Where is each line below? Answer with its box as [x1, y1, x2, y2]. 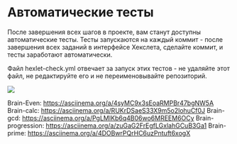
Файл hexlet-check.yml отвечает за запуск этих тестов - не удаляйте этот [7, 64, 231, 72]
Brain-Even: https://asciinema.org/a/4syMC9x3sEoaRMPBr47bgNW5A [7, 99, 214, 107]
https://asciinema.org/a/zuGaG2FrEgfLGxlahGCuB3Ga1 [45, 121, 207, 130]
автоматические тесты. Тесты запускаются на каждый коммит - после [7, 35, 224, 43]
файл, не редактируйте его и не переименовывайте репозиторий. [7, 72, 207, 80]
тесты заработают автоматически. [7, 50, 113, 59]
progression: [7, 121, 45, 130]
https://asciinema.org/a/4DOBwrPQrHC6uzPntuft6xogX [27, 128, 191, 137]
